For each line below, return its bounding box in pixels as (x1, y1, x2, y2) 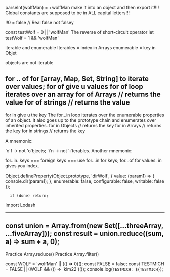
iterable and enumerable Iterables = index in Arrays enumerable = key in (5, 45, 156, 50)
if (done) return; (10, 193, 49, 198)
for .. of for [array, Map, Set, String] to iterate (5, 75, 149, 83)
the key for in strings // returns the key (5, 128, 86, 134)
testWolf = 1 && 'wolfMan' (5, 35, 59, 41)
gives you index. (5, 162, 39, 169)
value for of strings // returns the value (5, 98, 130, 107)
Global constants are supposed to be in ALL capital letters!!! (5, 10, 130, 16)
